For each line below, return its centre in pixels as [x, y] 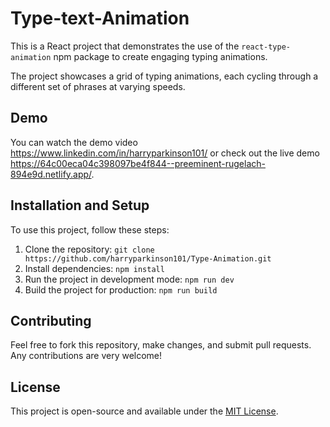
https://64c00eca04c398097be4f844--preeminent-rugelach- [138, 163]
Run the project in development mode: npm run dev [129, 279]
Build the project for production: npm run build [121, 289]
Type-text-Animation [100, 18]
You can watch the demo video [74, 142]
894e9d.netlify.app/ [51, 174]
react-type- [266, 47]
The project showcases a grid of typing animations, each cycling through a [164, 76]
